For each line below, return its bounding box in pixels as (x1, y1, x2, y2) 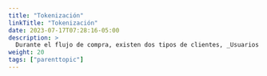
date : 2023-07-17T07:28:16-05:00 (8, 26, 120, 34)
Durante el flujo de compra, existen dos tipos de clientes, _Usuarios (15, 41, 260, 49)
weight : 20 (8, 48, 45, 56)
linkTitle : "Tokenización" (8, 19, 98, 27)
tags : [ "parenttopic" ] (8, 56, 84, 64)
